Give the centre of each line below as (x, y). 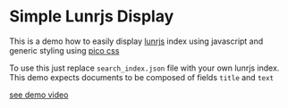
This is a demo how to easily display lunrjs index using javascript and (136, 41)
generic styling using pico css (64, 50)
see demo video (39, 95)
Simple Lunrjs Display (92, 17)
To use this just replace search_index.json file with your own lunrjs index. (144, 68)
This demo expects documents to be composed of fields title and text (142, 77)
